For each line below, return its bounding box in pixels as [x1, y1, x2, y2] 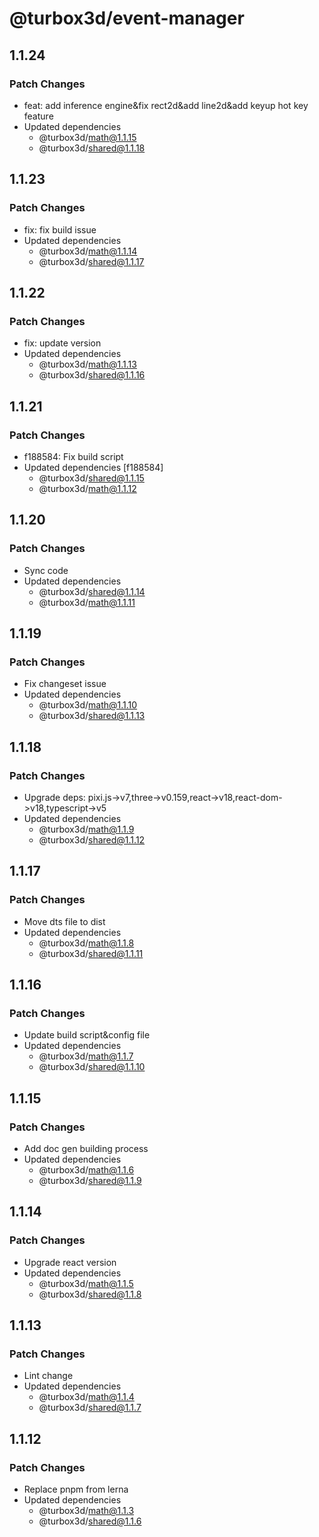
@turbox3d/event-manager [9, 7, 245, 30]
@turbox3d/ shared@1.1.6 [38, 1515, 142, 1527]
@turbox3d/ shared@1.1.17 [38, 255, 145, 267]
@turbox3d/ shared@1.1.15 [38, 472, 145, 484]
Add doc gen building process [23, 1143, 149, 1155]
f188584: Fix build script [23, 450, 124, 462]
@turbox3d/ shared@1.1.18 [38, 142, 146, 154]
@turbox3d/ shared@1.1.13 [38, 710, 146, 722]
